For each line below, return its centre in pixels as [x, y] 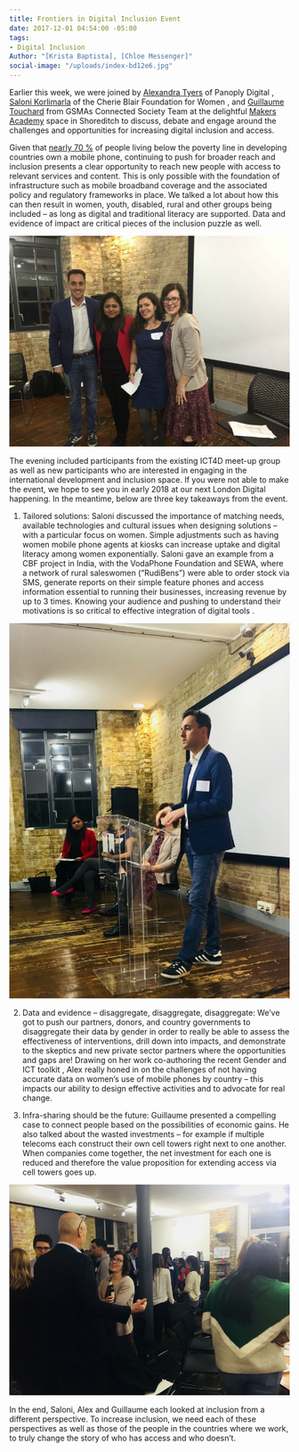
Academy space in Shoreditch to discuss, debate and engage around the [143, 121]
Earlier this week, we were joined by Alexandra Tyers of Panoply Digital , [141, 92]
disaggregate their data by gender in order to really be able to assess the [156, 1031]
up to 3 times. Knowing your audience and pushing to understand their [152, 601]
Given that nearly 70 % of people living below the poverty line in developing [148, 148]
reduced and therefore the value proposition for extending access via [149, 1162]
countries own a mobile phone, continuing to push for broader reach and [142, 157]
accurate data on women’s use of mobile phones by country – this [143, 1078]
